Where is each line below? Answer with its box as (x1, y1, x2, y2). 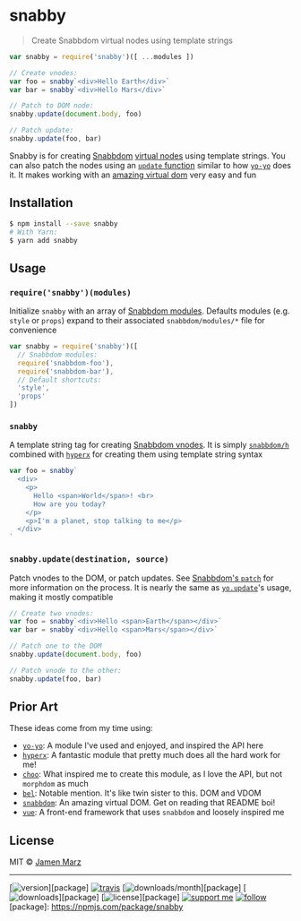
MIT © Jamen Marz (9, 856, 82, 867)
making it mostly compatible (9, 591, 114, 602)
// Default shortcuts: (17, 375, 102, 384)
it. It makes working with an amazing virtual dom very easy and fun (9, 169, 257, 180)
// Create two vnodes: (9, 608, 94, 618)
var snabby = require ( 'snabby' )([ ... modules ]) (9, 52, 194, 61)
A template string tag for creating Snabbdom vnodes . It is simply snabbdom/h (9, 440, 289, 451)
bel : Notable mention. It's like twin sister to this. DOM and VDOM (21, 788, 262, 798)
